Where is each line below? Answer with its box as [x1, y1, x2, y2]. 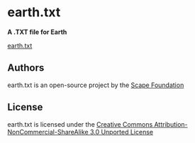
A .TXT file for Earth [7, 28, 67, 36]
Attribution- [154, 120, 188, 128]
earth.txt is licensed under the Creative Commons [7, 120, 153, 128]
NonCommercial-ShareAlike [7, 127, 89, 136]
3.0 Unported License [89, 127, 154, 136]
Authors [7, 62, 45, 74]
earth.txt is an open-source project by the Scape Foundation [7, 81, 184, 89]
